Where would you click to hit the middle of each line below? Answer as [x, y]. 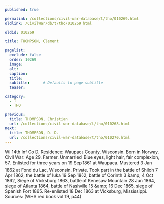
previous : [15, 114]
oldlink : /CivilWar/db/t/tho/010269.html [49, 23]
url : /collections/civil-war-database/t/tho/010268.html [70, 124]
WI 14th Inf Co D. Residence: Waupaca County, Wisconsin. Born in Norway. [82, 152]
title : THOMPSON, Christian [39, 119]
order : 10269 [23, 60]
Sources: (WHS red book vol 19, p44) [43, 196]
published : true [22, 10]
